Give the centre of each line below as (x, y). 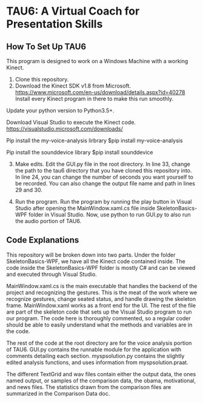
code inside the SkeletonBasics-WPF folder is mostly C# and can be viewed (101, 267)
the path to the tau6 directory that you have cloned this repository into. (103, 170)
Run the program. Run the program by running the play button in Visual (103, 201)
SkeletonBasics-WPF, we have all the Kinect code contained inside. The (96, 261)
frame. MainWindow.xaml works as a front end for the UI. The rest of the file (101, 305)
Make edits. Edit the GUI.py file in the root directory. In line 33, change (103, 164)
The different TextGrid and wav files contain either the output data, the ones (101, 374)
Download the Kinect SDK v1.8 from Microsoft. (73, 86)
